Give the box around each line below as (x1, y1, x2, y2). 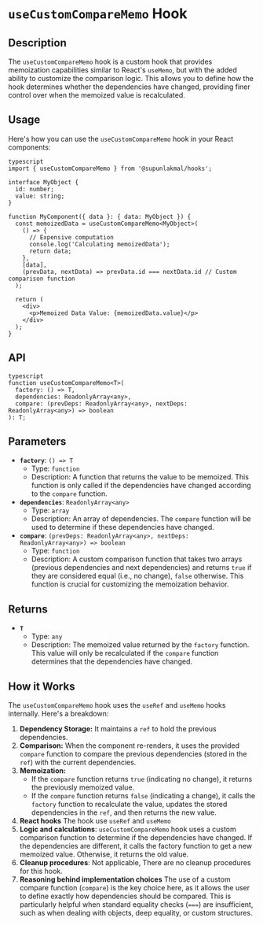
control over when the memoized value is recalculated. (8, 91, 186, 99)
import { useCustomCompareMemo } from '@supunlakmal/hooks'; (8, 165, 213, 172)
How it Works (8, 679, 75, 693)
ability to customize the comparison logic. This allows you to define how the (8, 74, 254, 83)
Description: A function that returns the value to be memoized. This (31, 472, 250, 482)
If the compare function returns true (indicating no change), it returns (31, 775, 253, 784)
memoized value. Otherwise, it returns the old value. (19, 849, 189, 859)
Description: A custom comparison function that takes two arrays (31, 554, 243, 564)
